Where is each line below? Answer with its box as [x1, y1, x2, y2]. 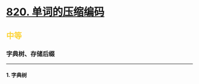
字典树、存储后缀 [6, 49, 55, 58]
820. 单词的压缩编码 [6, 5, 105, 19]
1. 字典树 [6, 72, 27, 79]
